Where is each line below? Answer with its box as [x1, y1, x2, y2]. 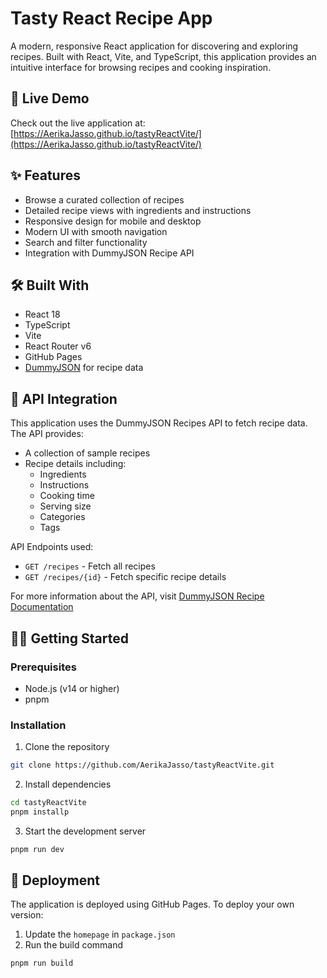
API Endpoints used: [10, 541, 94, 553]
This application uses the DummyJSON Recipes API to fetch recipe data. [10, 417, 308, 429]
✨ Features [10, 167, 81, 184]
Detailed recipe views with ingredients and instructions [24, 204, 252, 216]
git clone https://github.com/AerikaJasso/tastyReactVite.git [10, 760, 275, 771]
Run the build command [24, 939, 124, 951]
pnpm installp [10, 807, 70, 817]
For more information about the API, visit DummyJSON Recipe [10, 590, 265, 602]
